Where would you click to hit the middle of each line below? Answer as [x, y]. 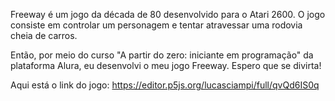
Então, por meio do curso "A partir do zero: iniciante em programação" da [162, 55]
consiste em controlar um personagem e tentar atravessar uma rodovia [156, 25]
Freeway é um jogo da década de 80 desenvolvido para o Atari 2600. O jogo [168, 14]
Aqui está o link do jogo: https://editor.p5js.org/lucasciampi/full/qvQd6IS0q [165, 85]
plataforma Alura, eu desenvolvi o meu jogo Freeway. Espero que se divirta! [166, 65]
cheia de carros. [44, 35]
